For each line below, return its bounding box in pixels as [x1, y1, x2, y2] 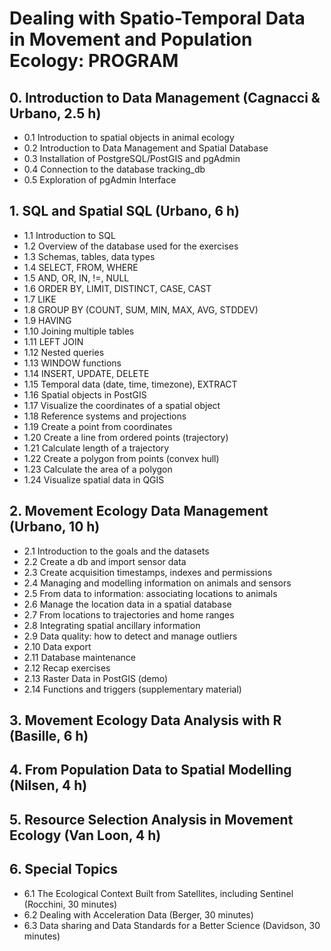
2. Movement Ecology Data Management [9, 503, 269, 520]
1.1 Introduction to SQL [23, 229, 116, 241]
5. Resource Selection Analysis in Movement [9, 811, 294, 828]
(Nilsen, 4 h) [9, 777, 88, 794]
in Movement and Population [9, 28, 253, 51]
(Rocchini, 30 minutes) [23, 898, 118, 910]
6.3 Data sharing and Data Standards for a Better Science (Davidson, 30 [23, 919, 321, 931]
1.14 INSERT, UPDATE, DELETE [23, 367, 150, 379]
